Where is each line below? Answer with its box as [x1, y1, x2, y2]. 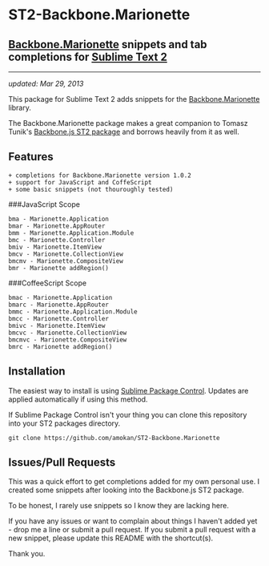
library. [8, 103, 32, 112]
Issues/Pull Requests [8, 455, 116, 470]
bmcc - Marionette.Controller [8, 314, 110, 322]
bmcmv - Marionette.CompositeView [8, 257, 124, 265]
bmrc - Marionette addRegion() [8, 342, 113, 350]
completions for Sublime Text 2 [8, 50, 168, 63]
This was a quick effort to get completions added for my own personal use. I [8, 477, 260, 487]
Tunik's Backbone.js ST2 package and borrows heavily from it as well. [8, 127, 240, 136]
